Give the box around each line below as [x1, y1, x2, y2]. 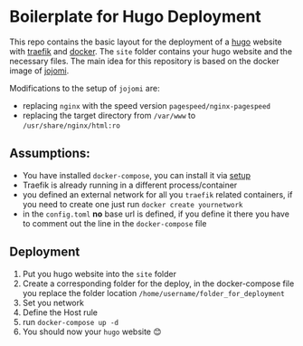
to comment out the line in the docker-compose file [22, 217, 207, 228]
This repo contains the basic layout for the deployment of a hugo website [9, 36, 282, 47]
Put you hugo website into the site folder [22, 268, 177, 279]
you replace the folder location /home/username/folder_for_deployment [22, 287, 285, 298]
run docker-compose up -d [22, 316, 119, 327]
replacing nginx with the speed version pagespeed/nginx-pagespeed [22, 100, 271, 111]
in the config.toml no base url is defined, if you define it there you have [22, 208, 289, 219]
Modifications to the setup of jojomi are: [9, 82, 160, 93]
